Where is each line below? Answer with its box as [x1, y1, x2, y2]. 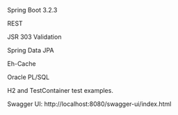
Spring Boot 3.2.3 [7, 6, 58, 14]
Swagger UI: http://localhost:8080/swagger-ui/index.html [7, 100, 172, 108]
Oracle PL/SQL [7, 73, 50, 81]
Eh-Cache [7, 60, 36, 68]
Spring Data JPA [7, 46, 54, 54]
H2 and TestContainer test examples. [7, 87, 113, 94]
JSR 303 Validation [7, 33, 62, 41]
